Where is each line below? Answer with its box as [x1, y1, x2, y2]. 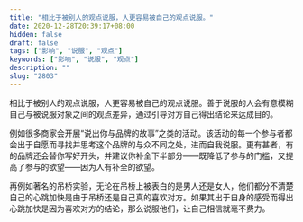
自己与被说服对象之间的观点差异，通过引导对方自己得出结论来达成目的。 [9, 109, 278, 120]
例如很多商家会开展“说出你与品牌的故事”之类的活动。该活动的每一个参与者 [9, 128, 286, 138]
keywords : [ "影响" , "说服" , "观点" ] [9, 55, 139, 64]
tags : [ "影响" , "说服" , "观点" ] [9, 47, 124, 56]
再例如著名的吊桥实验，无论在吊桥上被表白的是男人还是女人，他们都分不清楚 [9, 181, 294, 191]
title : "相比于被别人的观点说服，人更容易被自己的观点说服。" [9, 13, 214, 22]
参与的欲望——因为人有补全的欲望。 [24, 161, 160, 172]
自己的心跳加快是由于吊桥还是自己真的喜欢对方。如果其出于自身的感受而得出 [9, 191, 294, 202]
